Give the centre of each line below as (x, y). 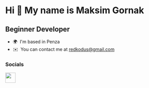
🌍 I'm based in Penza (36, 42)
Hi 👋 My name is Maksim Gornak (75, 10)
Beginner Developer (38, 29)
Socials (14, 64)
